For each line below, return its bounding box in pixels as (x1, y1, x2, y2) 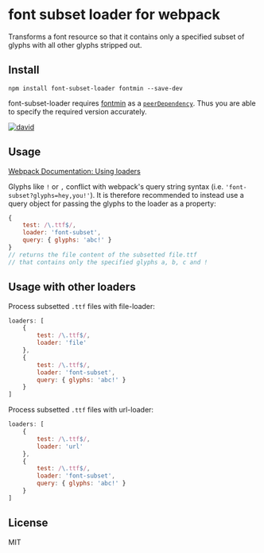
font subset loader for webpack (8, 6, 221, 24)
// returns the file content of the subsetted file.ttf (8, 250, 197, 259)
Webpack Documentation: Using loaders (8, 166, 141, 176)
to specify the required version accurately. (8, 106, 147, 116)
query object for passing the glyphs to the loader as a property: (8, 199, 216, 208)
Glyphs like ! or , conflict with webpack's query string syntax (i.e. (8, 181, 224, 191)
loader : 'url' (37, 443, 83, 451)
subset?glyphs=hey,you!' (8, 191, 91, 199)
